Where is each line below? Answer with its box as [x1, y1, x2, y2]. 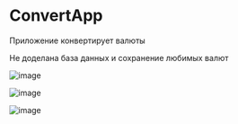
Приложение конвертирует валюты [9, 35, 145, 46]
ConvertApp [9, 5, 103, 26]
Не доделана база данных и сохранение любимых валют [9, 52, 229, 63]
